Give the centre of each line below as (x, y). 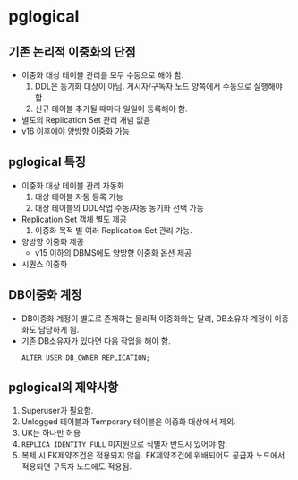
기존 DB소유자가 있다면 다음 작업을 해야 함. (96, 340)
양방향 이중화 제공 (52, 241)
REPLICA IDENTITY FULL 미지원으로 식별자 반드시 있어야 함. (124, 444)
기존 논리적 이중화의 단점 (72, 52)
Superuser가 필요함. (57, 411)
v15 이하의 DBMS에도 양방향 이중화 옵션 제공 (113, 252)
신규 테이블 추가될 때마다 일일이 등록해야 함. (111, 109)
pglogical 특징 (47, 162)
